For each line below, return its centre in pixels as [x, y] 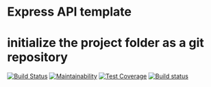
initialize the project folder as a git [105, 43]
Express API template [70, 12]
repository [38, 57]
